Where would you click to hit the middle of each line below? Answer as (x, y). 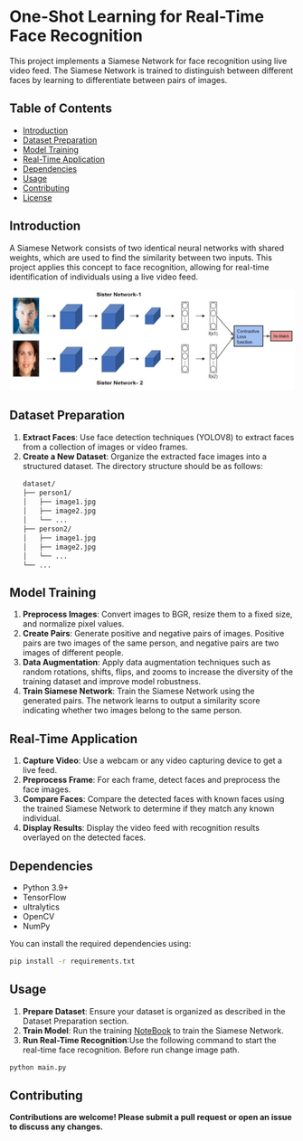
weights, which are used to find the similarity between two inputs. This (141, 257)
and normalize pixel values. (73, 624)
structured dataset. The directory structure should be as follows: (143, 466)
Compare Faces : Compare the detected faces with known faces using (153, 799)
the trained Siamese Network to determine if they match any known (148, 809)
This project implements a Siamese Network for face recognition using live (148, 61)
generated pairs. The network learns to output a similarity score (141, 701)
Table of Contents (61, 109)
